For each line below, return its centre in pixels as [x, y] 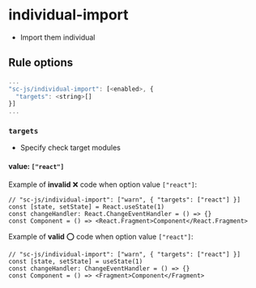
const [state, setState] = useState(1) [76, 261]
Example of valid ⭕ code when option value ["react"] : [101, 236]
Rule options [41, 63]
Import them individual [58, 37]
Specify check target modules [70, 148]
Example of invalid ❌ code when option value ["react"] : [103, 184]
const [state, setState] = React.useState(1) [86, 207]
